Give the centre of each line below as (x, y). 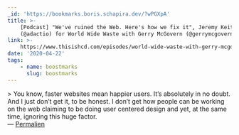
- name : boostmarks (49, 67)
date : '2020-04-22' (36, 54)
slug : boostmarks (52, 73)
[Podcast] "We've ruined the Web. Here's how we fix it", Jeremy (119, 27)
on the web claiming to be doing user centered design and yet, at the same (117, 109)
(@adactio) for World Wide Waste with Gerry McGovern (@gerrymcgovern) (128, 34)
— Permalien (26, 124)
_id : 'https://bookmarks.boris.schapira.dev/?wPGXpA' (89, 14)
